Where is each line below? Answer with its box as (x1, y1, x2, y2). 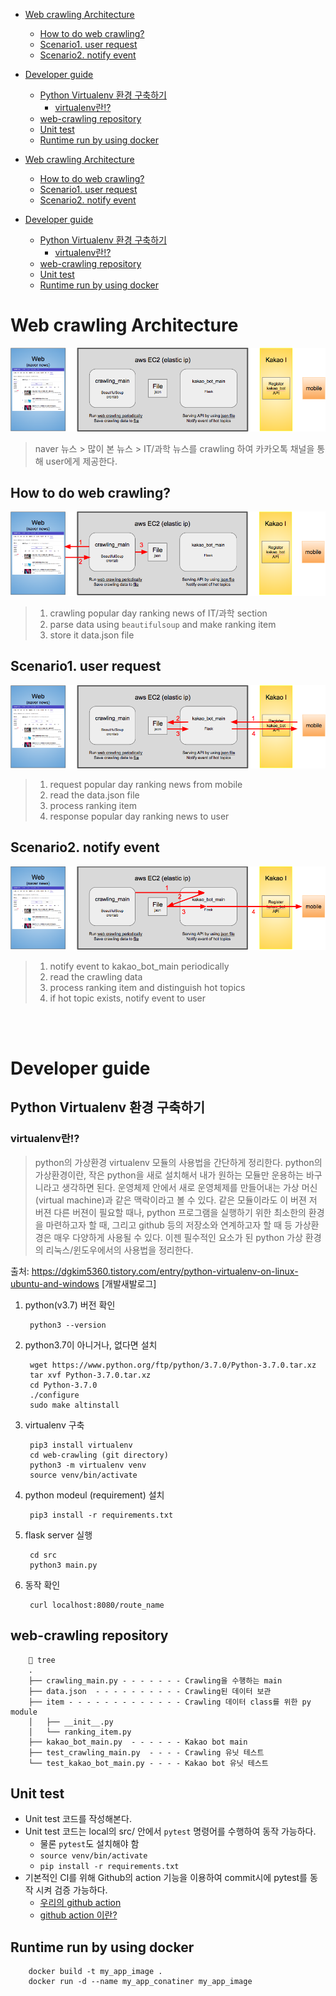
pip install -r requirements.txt (39, 1862, 180, 1872)
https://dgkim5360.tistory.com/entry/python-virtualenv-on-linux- (31, 1265, 299, 1277)
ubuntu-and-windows (10, 1277, 100, 1289)
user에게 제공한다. (45, 455, 118, 467)
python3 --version (29, 1320, 107, 1330)
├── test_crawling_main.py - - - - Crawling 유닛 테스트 (28, 1747, 265, 1758)
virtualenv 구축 (24, 1419, 85, 1431)
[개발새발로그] (101, 1277, 157, 1289)
